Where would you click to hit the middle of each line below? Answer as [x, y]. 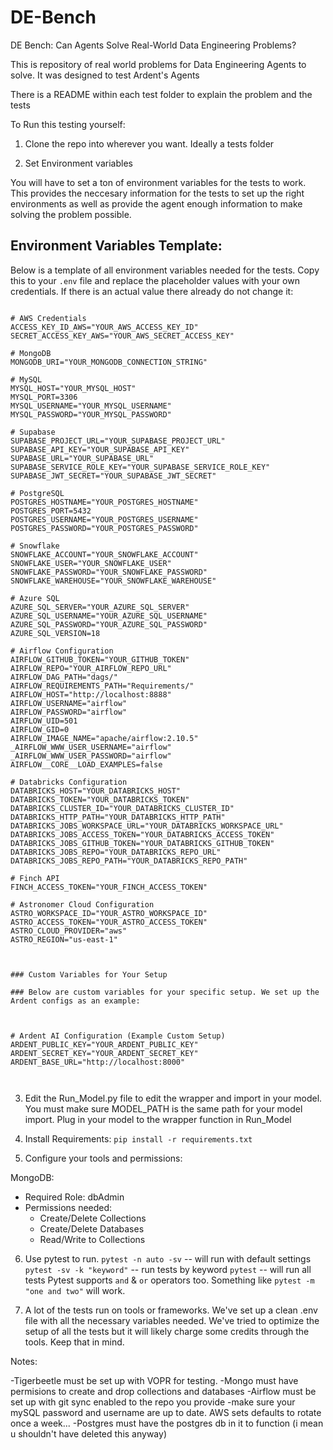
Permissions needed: [68, 1207]
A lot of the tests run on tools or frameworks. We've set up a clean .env [171, 1310]
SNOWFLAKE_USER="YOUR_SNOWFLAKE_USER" [91, 563]
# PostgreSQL [37, 493]
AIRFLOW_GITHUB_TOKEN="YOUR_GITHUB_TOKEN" [100, 659]
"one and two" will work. [75, 1290]
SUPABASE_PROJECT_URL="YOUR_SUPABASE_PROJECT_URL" [118, 441]
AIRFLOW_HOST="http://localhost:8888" [91, 694]
